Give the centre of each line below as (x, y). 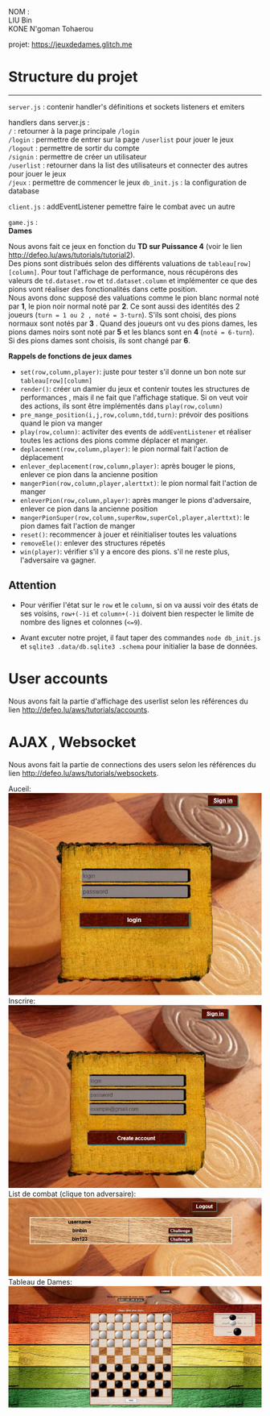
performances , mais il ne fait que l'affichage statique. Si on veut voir (134, 397)
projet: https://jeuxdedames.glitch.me (70, 44)
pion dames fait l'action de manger (78, 525)
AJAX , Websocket (72, 742)
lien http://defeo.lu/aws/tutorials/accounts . (79, 709)
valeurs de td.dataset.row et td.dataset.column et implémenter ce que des (133, 280)
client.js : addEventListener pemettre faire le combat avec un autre (122, 206)
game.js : (23, 222)
